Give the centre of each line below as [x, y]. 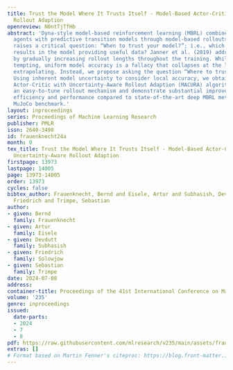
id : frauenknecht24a [37, 136]
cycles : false [28, 188]
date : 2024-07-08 [32, 278]
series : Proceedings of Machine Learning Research [82, 117]
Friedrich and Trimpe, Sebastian [62, 201]
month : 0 [20, 143]
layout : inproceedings [40, 110]
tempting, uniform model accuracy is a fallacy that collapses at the [118, 65]
